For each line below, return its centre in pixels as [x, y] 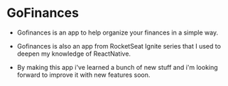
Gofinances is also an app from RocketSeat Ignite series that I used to [119, 46]
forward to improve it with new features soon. [83, 75]
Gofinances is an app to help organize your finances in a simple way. [117, 32]
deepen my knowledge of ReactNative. [74, 54]
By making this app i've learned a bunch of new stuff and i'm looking [117, 67]
